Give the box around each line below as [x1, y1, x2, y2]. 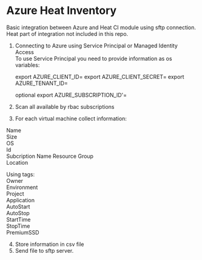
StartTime [6, 216, 31, 223]
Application [6, 196, 35, 204]
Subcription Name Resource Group [6, 152, 94, 160]
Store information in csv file [15, 241, 84, 248]
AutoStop [6, 209, 30, 216]
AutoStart [6, 203, 30, 210]
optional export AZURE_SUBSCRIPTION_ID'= [15, 91, 127, 98]
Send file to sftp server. [15, 247, 74, 254]
